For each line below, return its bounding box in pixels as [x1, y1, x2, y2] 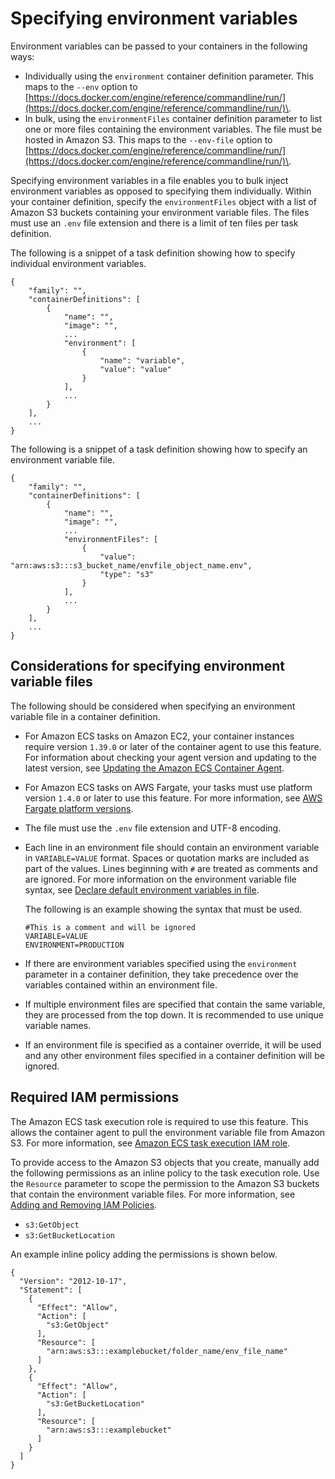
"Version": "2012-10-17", [19, 1276, 128, 1286]
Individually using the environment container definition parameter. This [24, 70, 314, 82]
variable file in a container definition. [10, 710, 161, 722]
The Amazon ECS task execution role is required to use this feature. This [10, 1115, 309, 1127]
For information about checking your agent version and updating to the [24, 751, 317, 763]
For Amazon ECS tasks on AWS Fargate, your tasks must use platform [24, 781, 313, 793]
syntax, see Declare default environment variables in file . [24, 883, 260, 896]
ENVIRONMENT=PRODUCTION [24, 940, 125, 950]
